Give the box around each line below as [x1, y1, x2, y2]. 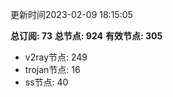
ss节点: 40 [24, 76, 69, 88]
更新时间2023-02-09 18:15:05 [10, 9, 133, 20]
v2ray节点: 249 [24, 51, 88, 63]
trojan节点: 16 [24, 64, 81, 75]
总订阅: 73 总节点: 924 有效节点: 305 [10, 30, 163, 42]
